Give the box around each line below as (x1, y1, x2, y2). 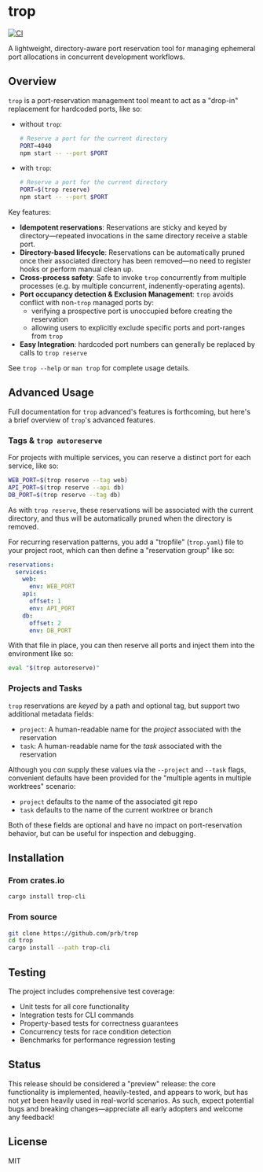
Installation (8, 852, 64, 865)
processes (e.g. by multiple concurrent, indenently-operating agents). (19, 282, 246, 290)
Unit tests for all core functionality (19, 1001, 130, 1011)
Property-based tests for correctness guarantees (19, 1018, 179, 1028)
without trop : (19, 119, 63, 128)
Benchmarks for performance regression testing (19, 1035, 176, 1045)
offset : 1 (28, 597, 61, 606)
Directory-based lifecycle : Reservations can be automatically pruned (19, 248, 246, 257)
